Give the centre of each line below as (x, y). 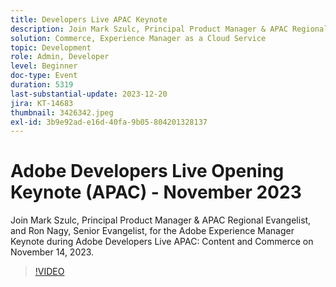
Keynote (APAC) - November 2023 (156, 192)
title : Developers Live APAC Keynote (89, 19)
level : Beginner (44, 66)
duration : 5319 (42, 85)
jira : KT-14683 (42, 103)
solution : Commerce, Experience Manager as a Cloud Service (138, 38)
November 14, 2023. (52, 252)
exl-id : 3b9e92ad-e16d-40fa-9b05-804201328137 (109, 122)
